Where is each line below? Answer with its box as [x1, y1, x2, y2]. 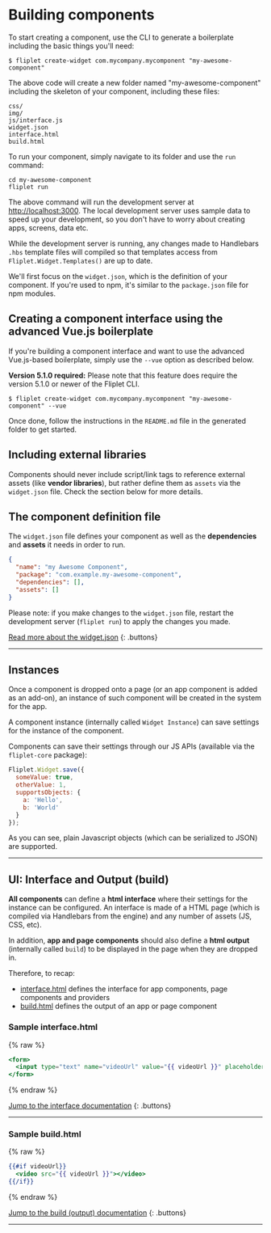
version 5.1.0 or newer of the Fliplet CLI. [8, 378, 140, 389]
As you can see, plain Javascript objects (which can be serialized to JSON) [8, 833, 258, 842]
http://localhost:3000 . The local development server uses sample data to [8, 205, 251, 215]
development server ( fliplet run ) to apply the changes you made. [8, 616, 231, 626]
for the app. [8, 702, 48, 712]
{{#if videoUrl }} [8, 1163, 67, 1171]
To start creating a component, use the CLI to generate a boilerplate [8, 32, 234, 42]
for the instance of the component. [8, 726, 124, 736]
